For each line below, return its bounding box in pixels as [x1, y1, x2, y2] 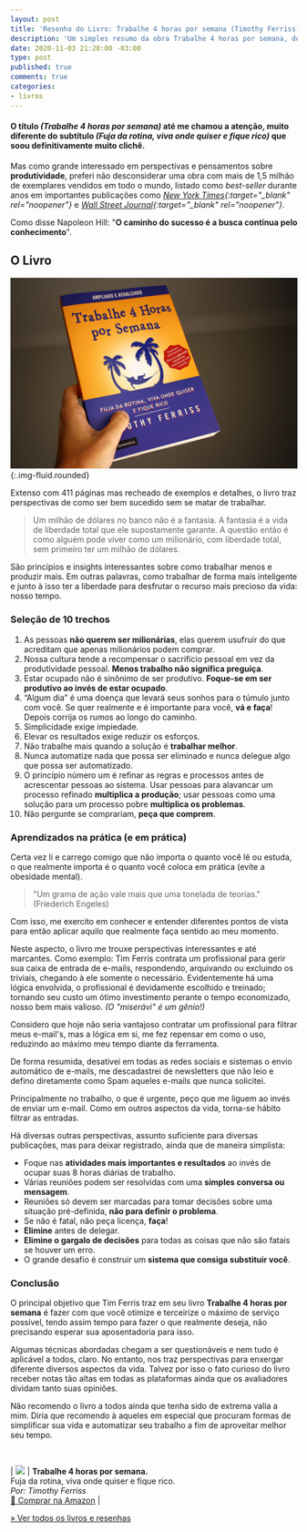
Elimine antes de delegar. [23, 1225, 120, 1236]
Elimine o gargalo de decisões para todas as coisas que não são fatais [23, 1234, 291, 1245]
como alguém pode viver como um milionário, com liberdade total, [32, 534, 281, 546]
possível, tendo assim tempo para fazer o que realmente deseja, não [10, 1317, 268, 1328]
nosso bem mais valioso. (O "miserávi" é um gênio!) [10, 1001, 206, 1012]
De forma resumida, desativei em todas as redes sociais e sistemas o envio [10, 1056, 292, 1067]
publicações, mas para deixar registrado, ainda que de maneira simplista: [10, 1139, 286, 1150]
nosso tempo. [10, 590, 62, 601]
